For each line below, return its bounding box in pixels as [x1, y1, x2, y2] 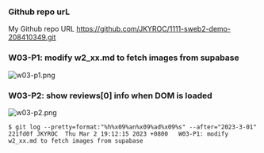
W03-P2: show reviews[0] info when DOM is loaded [8, 90, 212, 101]
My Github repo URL [8, 24, 75, 34]
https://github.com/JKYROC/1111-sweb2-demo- [76, 24, 231, 34]
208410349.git [8, 32, 56, 42]
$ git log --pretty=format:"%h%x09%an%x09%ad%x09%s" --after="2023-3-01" [8, 123, 258, 131]
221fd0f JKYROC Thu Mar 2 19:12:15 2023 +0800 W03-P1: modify [8, 129, 228, 138]
